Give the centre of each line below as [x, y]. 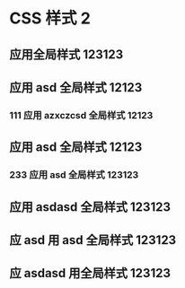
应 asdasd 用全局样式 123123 [90, 273]
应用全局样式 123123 [66, 54]
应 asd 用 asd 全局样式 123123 [93, 240]
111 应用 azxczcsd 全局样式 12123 [81, 115]
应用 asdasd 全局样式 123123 [90, 207]
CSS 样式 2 [50, 18]
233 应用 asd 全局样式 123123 [74, 175]
